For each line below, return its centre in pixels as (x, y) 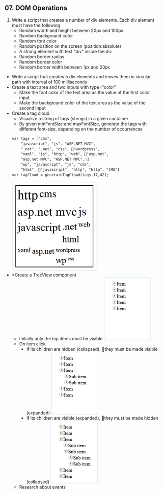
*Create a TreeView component (44, 275)
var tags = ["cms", (32, 138)
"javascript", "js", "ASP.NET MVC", (58, 144)
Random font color (38, 41)
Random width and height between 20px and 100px (71, 30)
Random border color (41, 62)
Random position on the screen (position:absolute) (70, 46)
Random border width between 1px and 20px (64, 67)
